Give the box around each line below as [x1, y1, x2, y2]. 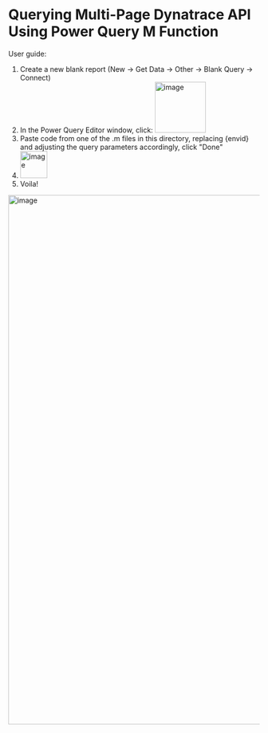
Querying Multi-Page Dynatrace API [8, 6, 251, 24]
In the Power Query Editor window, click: [19, 125, 153, 135]
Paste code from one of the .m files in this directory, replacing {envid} [19, 133, 250, 143]
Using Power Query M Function [8, 22, 219, 41]
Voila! [19, 179, 38, 188]
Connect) [19, 73, 51, 82]
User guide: [8, 49, 47, 58]
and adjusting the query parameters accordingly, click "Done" [19, 142, 223, 152]
